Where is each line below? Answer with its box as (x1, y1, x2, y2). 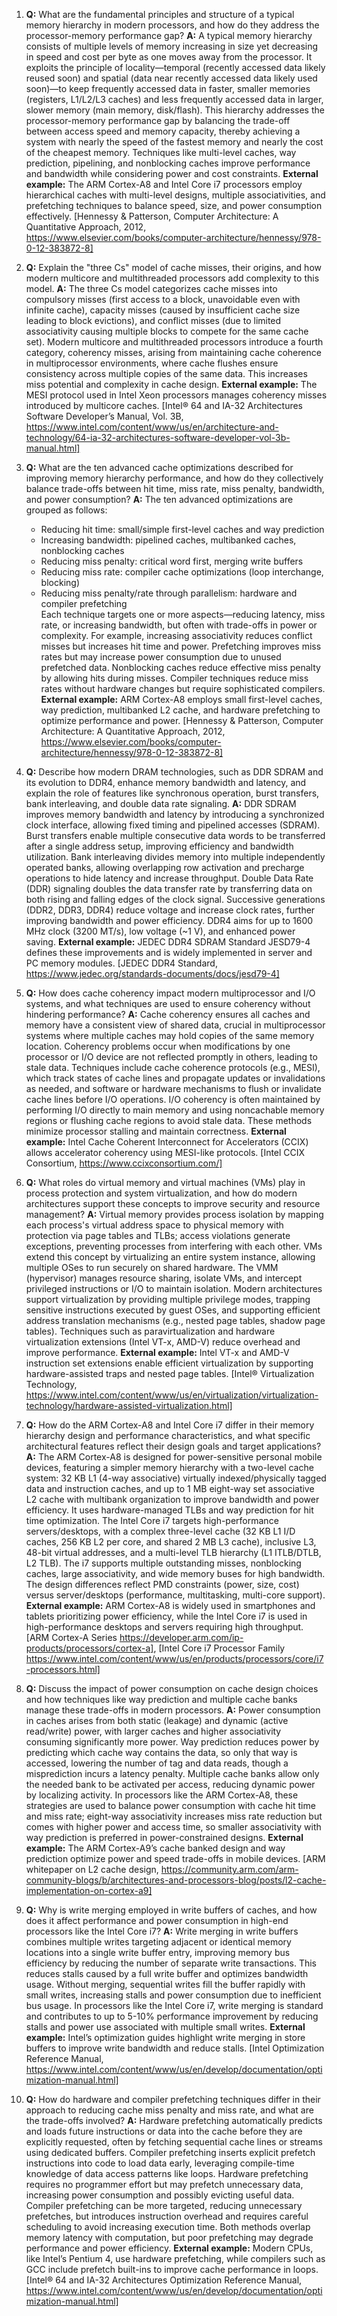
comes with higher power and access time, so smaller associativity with (25, 1821, 322, 1833)
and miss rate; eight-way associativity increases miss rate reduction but (25, 1810, 323, 1822)
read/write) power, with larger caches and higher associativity (25, 1725, 282, 1737)
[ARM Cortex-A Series (25, 1632, 118, 1643)
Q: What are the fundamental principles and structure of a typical (25, 9, 295, 20)
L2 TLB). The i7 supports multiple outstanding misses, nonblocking (25, 1557, 302, 1569)
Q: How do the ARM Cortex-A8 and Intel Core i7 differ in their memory (25, 1419, 315, 1431)
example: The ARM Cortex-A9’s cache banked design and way (25, 1842, 286, 1854)
